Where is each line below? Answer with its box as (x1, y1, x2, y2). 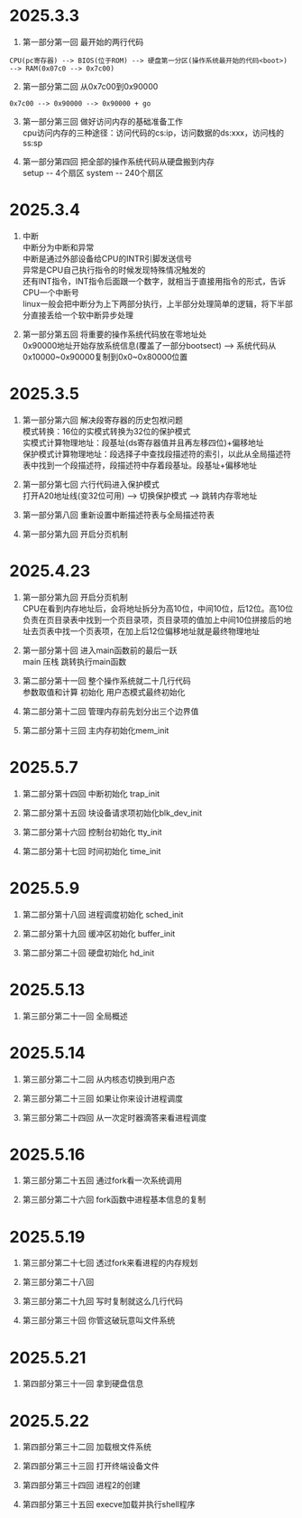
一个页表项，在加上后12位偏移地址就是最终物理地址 (69, 625, 261, 637)
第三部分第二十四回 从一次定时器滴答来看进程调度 (22, 1112, 207, 1122)
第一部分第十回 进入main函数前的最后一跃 (22, 645, 178, 656)
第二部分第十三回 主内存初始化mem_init (22, 724, 169, 736)
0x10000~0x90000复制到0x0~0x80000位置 (22, 351, 188, 362)
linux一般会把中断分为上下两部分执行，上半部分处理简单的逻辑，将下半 (22, 298, 286, 309)
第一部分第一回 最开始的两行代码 (22, 36, 144, 47)
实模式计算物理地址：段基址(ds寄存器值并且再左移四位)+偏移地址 (22, 437, 264, 448)
